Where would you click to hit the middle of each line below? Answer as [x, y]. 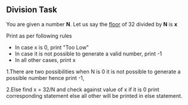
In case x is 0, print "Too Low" [52, 47]
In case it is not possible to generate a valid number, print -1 [88, 54]
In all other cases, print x [45, 60]
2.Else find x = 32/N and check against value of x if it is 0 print [83, 89]
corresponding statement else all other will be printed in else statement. [94, 95]
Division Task [32, 10]
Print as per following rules [39, 36]
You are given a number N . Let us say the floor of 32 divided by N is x [92, 24]
